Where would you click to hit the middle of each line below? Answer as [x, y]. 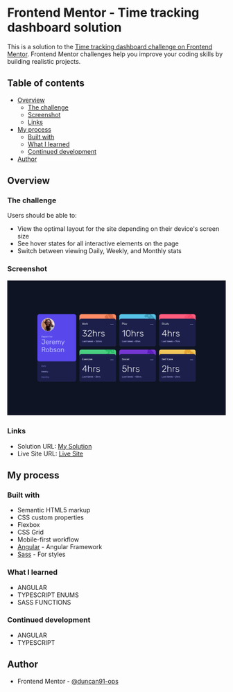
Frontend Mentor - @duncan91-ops [68, 681]
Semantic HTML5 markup [54, 510]
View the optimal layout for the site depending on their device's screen [118, 229]
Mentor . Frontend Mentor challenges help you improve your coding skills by [115, 54]
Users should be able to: [42, 216]
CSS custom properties [51, 517]
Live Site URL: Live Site [50, 453]
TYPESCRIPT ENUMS [48, 595]
